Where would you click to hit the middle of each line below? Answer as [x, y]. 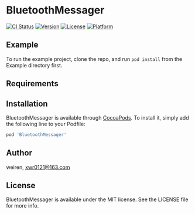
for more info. [23, 206]
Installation [27, 103]
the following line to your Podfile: [46, 124]
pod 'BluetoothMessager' [36, 135]
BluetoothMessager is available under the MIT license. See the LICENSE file [97, 199]
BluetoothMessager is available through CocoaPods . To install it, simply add [97, 117]
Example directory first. [34, 65]
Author [19, 153]
